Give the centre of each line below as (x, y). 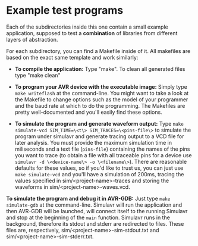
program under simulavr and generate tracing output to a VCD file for (99, 136)
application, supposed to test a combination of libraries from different (92, 33)
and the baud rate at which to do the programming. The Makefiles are (100, 105)
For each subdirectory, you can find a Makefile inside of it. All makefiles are (98, 51)
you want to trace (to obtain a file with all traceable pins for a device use (103, 155)
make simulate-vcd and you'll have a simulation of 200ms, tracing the (99, 174)
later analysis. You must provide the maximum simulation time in (93, 142)
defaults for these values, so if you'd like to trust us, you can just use (99, 168)
